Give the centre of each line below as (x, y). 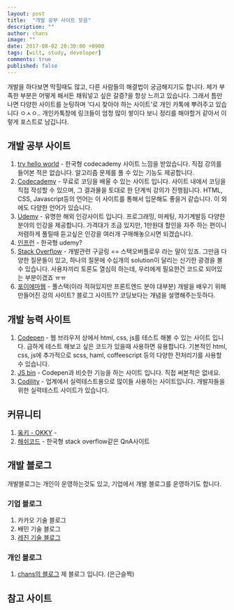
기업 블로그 (25, 504)
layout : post (26, 14)
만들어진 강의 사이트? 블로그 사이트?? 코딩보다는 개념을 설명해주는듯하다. (116, 296)
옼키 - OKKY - (37, 433)
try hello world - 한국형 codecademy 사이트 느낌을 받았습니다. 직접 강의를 (119, 164)
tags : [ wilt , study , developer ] (54, 53)
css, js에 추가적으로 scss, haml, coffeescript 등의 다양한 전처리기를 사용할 (119, 355)
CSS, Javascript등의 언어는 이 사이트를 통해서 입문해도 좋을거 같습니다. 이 (118, 199)
